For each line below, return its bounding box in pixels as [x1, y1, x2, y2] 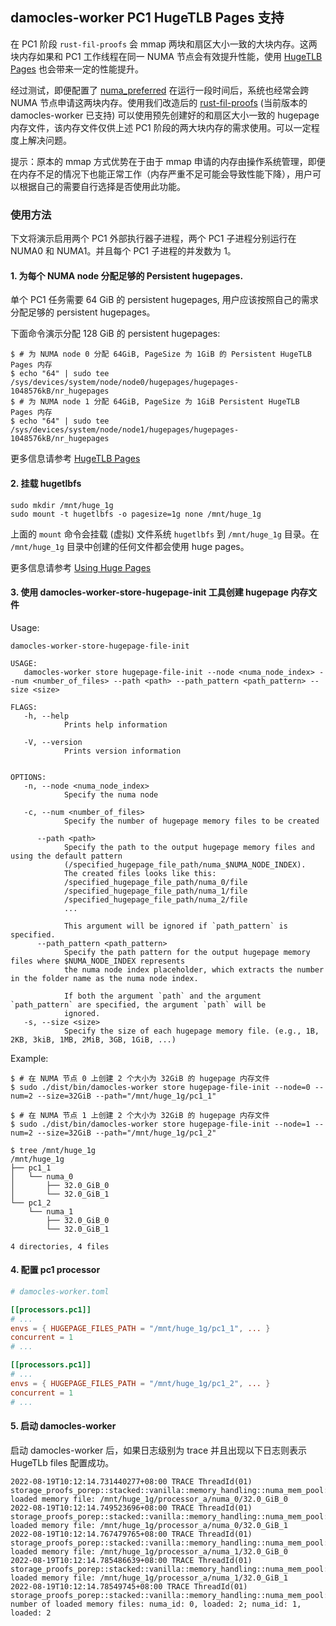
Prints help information [63, 719, 168, 730]
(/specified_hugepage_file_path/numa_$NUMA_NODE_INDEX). [63, 859, 307, 870]
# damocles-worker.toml [10, 1286, 110, 1297]
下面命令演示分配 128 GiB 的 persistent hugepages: [10, 328, 221, 340]
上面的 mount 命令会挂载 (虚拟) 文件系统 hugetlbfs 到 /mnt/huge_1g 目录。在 [10, 528, 320, 540]
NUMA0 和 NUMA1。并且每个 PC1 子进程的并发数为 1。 [10, 245, 237, 257]
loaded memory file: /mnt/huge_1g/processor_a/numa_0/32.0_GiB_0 [10, 1494, 288, 1504]
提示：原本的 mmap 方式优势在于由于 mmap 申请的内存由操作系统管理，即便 [10, 155, 326, 167]
